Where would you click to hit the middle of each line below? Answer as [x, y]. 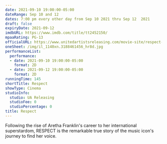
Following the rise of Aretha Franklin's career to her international [71, 125]
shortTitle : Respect [27, 83]
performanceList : [23, 51]
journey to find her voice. [31, 136]
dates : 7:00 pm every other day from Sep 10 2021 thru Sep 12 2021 [78, 19]
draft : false [19, 24]
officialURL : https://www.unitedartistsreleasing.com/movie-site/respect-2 [85, 42]
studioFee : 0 [23, 102]
